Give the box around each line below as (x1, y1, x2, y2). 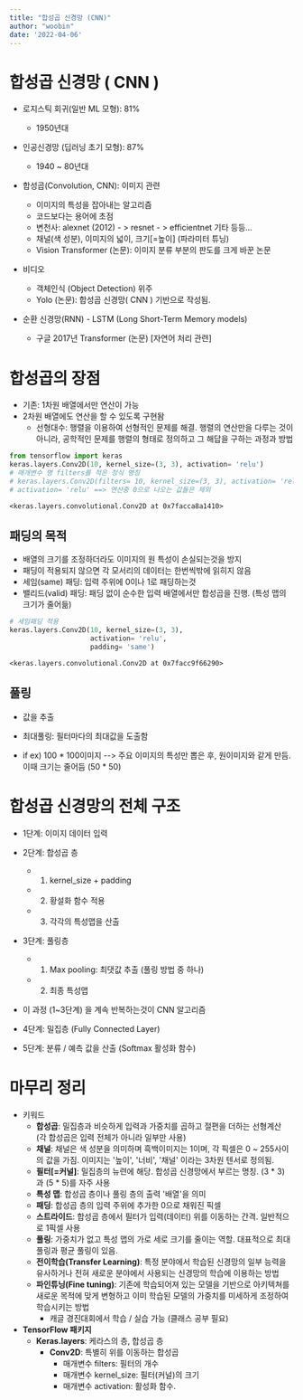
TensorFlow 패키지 (22, 1324, 92, 1335)
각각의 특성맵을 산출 (49, 915, 120, 927)
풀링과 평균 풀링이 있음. (35, 1244, 119, 1255)
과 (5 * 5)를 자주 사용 (35, 1177, 111, 1187)
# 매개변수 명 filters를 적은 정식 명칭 (9, 468, 141, 478)
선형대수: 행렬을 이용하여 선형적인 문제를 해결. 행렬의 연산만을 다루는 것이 (35, 422, 294, 433)
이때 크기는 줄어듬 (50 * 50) (22, 761, 122, 771)
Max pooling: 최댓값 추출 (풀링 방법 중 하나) (49, 964, 205, 975)
